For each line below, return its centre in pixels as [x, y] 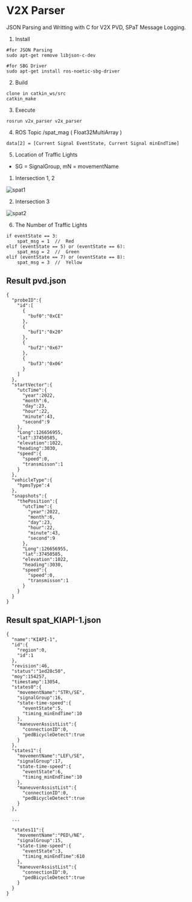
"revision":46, [31, 666]
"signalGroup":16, [40, 698]
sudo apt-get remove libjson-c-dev [51, 55]
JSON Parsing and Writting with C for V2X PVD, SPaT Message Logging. [96, 27]
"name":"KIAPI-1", [35, 639]
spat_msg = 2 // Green [48, 251]
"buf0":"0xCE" [46, 316]
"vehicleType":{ [32, 480]
